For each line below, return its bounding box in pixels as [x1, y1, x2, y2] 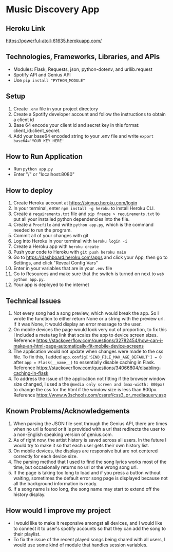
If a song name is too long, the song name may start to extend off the [13, 486, 160, 492]
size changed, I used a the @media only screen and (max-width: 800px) [13, 381, 165, 387]
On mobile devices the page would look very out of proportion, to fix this [13, 327, 167, 333]
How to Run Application [6, 153, 83, 161]
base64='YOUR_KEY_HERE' [13, 138, 65, 143]
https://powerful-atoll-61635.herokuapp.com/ [6, 37, 102, 44]
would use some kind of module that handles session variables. [13, 542, 148, 548]
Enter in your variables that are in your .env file [13, 265, 112, 272]
